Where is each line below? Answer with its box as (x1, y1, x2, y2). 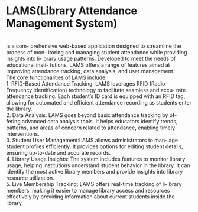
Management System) (6, 17, 118, 30)
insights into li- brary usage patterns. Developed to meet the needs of (6, 55, 176, 62)
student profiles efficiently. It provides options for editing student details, (6, 143, 183, 150)
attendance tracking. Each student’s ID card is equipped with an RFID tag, (6, 93, 186, 100)
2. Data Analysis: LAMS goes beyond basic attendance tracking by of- (6, 111, 177, 119)
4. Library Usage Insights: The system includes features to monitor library (6, 155, 186, 162)
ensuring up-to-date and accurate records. (6, 149, 111, 156)
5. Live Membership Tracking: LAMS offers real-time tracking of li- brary (6, 180, 182, 187)
